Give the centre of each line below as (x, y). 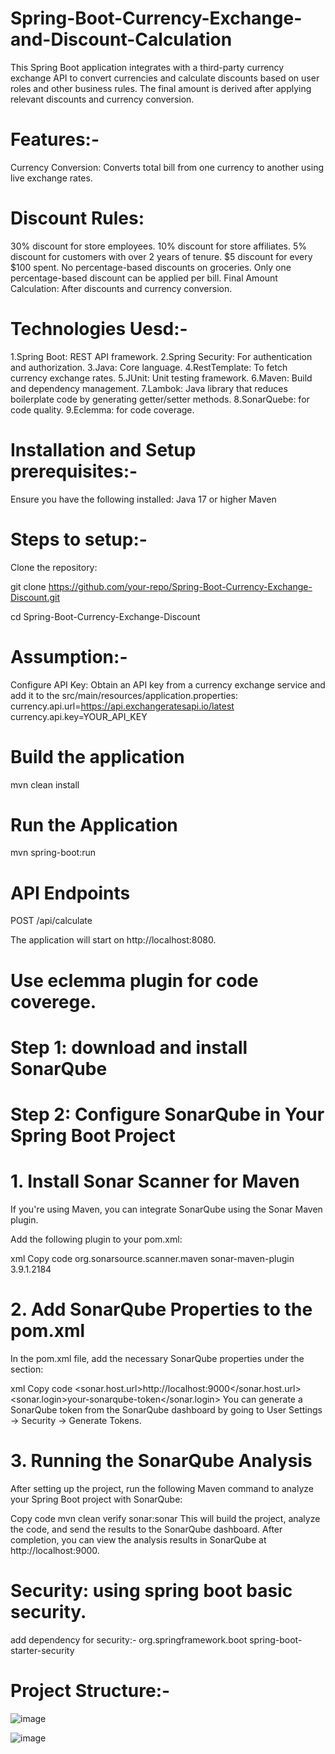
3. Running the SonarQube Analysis (161, 1461)
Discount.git (35, 597)
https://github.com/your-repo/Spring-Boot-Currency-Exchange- (180, 586)
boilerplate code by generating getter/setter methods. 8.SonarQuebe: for (160, 399)
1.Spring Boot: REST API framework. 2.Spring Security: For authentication (161, 356)
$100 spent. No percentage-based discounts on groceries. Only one (151, 267)
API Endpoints (70, 893)
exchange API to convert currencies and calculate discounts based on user (165, 78)
